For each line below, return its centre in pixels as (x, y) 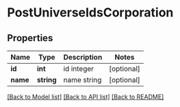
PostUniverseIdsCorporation (90, 13)
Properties (30, 38)
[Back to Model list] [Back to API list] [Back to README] (86, 97)
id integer (79, 69)
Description (83, 57)
